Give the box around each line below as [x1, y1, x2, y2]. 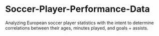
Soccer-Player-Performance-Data [5, 3, 150, 15]
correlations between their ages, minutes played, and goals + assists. [5, 25, 149, 31]
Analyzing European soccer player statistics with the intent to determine [5, 20, 154, 26]
